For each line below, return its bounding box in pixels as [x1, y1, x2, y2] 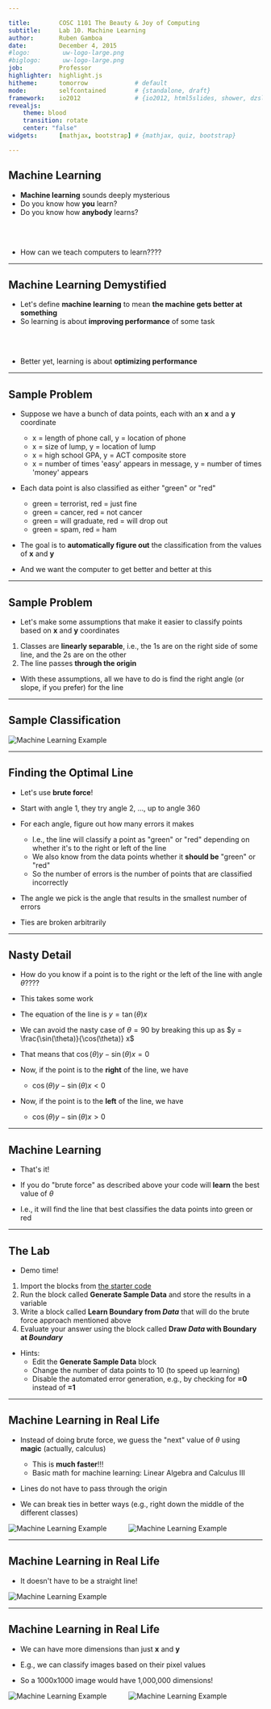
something [19, 308, 58, 318]
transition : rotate [23, 116, 89, 125]
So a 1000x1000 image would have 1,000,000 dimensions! [19, 1675, 214, 1685]
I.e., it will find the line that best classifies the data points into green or [19, 1205, 253, 1214]
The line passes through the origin [19, 659, 137, 667]
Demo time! [19, 1265, 59, 1275]
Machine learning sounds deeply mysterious [19, 190, 171, 200]
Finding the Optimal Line [8, 766, 134, 780]
